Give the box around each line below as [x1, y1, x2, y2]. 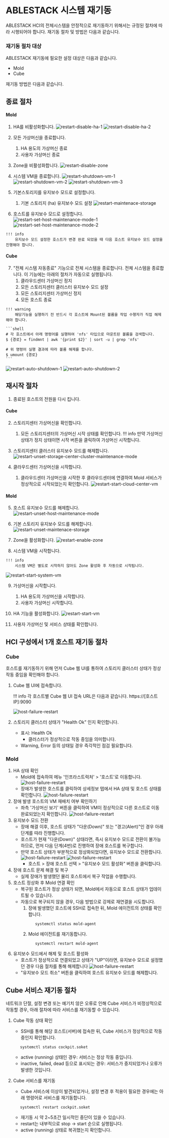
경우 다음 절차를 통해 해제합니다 [26, 963, 88, 969]
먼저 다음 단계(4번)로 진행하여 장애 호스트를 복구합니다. [35, 843, 144, 849]
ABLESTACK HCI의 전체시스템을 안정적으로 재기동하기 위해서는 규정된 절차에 [6, 22, 158, 28]
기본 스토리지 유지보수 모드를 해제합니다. [13, 521, 93, 527]
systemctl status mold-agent [35, 922, 96, 927]
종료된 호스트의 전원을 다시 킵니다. [13, 396, 81, 402]
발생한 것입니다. [20, 1067, 52, 1073]
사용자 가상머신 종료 [20, 151, 60, 158]
